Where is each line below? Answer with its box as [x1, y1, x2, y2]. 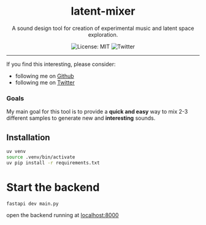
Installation [6, 132, 50, 142]
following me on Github [15, 72, 75, 79]
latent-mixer [71, 4, 135, 18]
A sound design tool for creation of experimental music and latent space [12, 24, 194, 32]
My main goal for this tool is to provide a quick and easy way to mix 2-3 [6, 108, 188, 116]
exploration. [88, 31, 118, 38]
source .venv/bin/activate [6, 154, 75, 160]
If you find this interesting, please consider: [6, 60, 116, 68]
